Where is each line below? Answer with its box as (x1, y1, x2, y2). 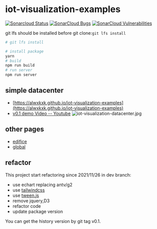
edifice (12, 138, 27, 144)
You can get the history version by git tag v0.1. (5, 218, 101, 224)
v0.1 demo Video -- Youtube (12, 110, 71, 117)
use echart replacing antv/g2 (12, 182, 73, 188)
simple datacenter (5, 86, 64, 95)
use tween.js (12, 192, 39, 198)
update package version (12, 208, 63, 214)
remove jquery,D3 (12, 198, 50, 204)
